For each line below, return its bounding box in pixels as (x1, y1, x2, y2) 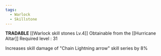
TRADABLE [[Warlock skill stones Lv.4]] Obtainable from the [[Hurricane (5, 30, 156, 36)
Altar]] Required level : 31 (5, 35, 58, 41)
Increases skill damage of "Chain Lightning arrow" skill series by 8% (5, 45, 148, 51)
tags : (5, 7, 17, 12)
